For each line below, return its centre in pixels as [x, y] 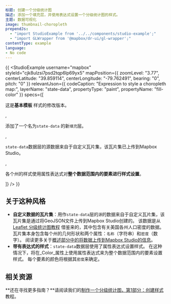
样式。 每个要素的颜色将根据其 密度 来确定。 [57, 259]
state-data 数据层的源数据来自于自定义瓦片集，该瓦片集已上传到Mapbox [81, 147]
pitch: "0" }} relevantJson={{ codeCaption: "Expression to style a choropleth [86, 84]
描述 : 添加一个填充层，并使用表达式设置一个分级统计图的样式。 [63, 15]
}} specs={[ [31, 95]
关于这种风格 [26, 201]
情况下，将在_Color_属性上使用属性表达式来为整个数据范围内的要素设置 [88, 253]
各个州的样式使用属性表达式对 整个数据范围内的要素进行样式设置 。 [75, 174]
